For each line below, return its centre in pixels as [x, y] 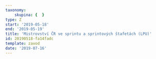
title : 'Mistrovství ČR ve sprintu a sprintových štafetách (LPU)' [79, 34]
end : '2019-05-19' [25, 29]
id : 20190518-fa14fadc [29, 39]
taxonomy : [16, 10]
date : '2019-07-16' [26, 48]
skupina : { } [29, 15]
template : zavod [23, 44]
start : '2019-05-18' [27, 24]
